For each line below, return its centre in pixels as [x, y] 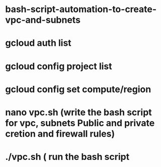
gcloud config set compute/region [78, 89]
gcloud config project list [59, 66]
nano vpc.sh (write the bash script [78, 112]
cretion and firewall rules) [60, 133]
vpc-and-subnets [43, 20]
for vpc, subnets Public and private [80, 123]
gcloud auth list [38, 43]
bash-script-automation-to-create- [81, 9]
